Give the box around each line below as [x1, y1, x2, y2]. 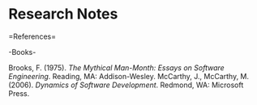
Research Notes [8, 5, 118, 23]
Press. [8, 88, 30, 98]
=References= [8, 31, 57, 41]
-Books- [8, 47, 36, 57]
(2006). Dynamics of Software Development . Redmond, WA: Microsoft [8, 80, 244, 90]
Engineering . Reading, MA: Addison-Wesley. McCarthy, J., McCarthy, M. [8, 71, 250, 81]
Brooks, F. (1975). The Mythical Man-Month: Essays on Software [8, 62, 225, 73]
